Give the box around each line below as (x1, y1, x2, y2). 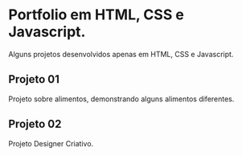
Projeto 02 (8, 117, 62, 131)
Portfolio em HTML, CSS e (8, 6, 185, 24)
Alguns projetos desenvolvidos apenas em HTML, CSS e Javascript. (8, 49, 234, 59)
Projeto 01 (8, 72, 60, 86)
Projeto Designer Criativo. (8, 138, 94, 148)
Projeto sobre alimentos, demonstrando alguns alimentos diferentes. (8, 94, 235, 104)
